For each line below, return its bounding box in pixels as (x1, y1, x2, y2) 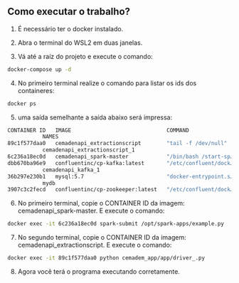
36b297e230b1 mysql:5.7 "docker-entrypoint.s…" (7, 173, 237, 180)
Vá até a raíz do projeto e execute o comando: (17, 52, 153, 60)
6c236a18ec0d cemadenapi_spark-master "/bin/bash (7, 153, 199, 161)
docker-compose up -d (7, 65, 72, 73)
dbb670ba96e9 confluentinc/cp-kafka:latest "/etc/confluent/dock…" (7, 159, 237, 166)
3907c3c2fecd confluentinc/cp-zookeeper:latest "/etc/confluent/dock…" (7, 186, 237, 193)
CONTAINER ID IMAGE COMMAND (7, 127, 190, 134)
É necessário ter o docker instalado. (17, 24, 124, 33)
